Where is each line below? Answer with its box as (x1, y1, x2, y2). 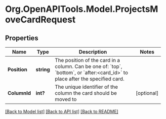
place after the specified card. (54, 75, 124, 82)
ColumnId (7, 90, 31, 96)
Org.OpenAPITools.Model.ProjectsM (5, 3, 158, 15)
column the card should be (54, 90, 117, 96)
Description (79, 49, 107, 55)
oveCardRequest (5, 14, 76, 25)
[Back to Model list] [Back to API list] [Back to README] (5, 109, 119, 115)
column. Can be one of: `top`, (54, 63, 123, 70)
